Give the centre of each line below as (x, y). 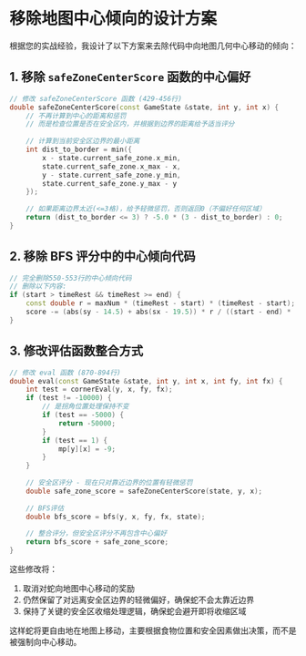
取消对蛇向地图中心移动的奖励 (78, 588)
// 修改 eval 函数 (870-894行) (65, 373)
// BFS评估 (45, 508)
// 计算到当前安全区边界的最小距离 (83, 141)
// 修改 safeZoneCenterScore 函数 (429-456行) (96, 98)
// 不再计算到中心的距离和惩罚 (76, 116)
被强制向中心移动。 (46, 641)
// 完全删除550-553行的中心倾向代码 (71, 278)
